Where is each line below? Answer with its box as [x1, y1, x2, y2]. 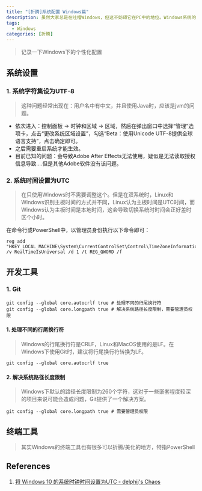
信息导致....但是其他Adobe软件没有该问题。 [14, 160, 122, 167]
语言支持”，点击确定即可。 [14, 137, 81, 144]
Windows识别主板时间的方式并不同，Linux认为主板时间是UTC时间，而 [20, 199, 195, 206]
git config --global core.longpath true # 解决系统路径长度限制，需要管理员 [6, 306, 188, 313]
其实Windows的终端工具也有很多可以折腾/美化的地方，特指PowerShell [20, 444, 195, 451]
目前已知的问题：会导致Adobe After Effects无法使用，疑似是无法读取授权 [14, 152, 196, 159]
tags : [6, 20, 20, 26]
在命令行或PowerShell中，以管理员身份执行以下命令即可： [6, 227, 150, 234]
